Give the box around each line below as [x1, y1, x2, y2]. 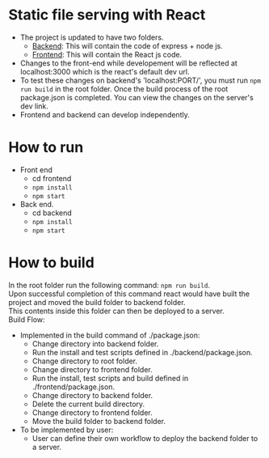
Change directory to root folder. [32, 356, 138, 366]
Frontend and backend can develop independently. [19, 109, 190, 119]
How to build [8, 253, 95, 272]
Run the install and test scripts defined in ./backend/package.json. [32, 347, 253, 357]
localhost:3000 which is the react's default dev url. [19, 66, 190, 76]
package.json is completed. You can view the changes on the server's [19, 92, 254, 102]
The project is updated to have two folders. [19, 32, 164, 42]
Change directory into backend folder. [32, 338, 159, 349]
